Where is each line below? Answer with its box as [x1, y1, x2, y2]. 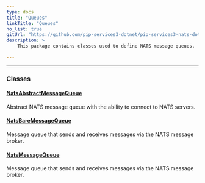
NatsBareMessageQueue [6, 117, 72, 124]
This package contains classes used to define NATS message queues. [17, 43, 195, 49]
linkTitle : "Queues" [6, 20, 59, 26]
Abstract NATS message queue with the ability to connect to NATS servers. [6, 103, 196, 110]
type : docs [6, 9, 34, 15]
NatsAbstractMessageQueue [6, 90, 82, 97]
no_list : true [6, 26, 43, 32]
